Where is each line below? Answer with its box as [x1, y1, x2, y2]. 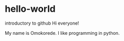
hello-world [5, 3, 56, 15]
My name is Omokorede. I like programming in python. [5, 30, 120, 36]
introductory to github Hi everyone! [5, 20, 79, 26]
